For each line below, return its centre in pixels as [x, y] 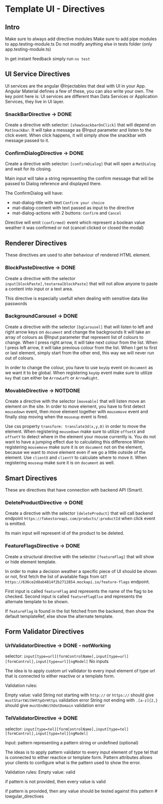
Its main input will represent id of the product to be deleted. [65, 533]
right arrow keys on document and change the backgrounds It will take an [78, 332]
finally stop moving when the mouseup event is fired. [57, 417]
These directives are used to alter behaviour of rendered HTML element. [78, 255]
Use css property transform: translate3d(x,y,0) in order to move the [76, 426]
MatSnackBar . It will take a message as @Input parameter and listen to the [78, 130]
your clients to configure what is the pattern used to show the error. [73, 762]
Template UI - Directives [55, 9]
